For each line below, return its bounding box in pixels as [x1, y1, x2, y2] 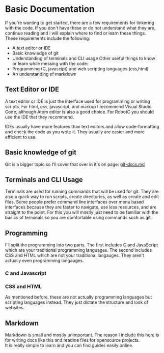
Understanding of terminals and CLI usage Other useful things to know [12, 55, 156, 61]
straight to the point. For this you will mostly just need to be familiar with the [5, 209, 159, 215]
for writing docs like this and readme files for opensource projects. [5, 337, 140, 343]
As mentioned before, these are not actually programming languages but [5, 294, 152, 300]
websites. [5, 305, 25, 311]
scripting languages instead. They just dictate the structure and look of [5, 299, 149, 305]
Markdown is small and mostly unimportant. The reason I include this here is [5, 332, 160, 338]
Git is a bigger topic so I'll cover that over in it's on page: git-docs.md [5, 161, 145, 167]
